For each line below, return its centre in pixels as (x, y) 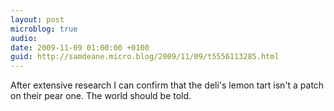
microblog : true (44, 29)
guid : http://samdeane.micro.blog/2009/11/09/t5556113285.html (145, 57)
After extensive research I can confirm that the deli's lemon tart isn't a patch (167, 85)
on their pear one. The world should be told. (101, 96)
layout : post (37, 19)
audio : (24, 38)
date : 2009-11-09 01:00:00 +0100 (80, 47)
